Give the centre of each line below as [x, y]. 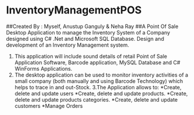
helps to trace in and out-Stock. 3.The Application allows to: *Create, [98, 87]
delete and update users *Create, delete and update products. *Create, [101, 93]
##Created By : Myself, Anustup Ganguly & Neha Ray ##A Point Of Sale [92, 26]
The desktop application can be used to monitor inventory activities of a [101, 75]
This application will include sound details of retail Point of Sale [91, 56]
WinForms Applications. [43, 68]
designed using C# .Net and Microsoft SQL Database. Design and [85, 39]
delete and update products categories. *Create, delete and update [96, 99]
